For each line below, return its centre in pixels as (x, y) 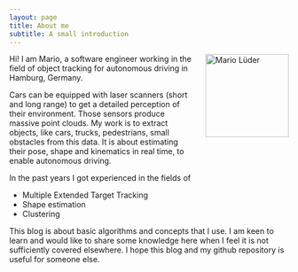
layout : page (33, 17)
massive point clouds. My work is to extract (89, 123)
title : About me (39, 26)
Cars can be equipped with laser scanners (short (98, 95)
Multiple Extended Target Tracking (85, 195)
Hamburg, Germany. (46, 78)
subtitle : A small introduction (69, 34)
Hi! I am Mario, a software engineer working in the (101, 59)
